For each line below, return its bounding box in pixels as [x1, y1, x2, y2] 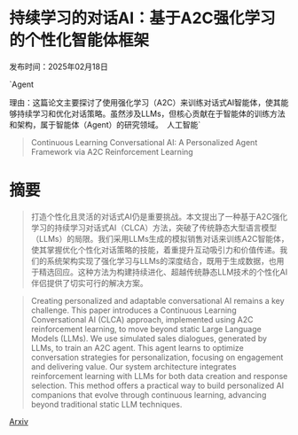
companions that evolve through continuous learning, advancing [30, 389, 267, 400]
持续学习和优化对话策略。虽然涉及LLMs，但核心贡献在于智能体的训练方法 [16, 108, 286, 119]
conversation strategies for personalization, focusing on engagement [30, 352, 284, 362]
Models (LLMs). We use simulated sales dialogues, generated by [30, 333, 268, 344]
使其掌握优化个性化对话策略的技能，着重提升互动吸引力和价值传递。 [30, 245, 280, 255]
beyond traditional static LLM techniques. [30, 399, 183, 409]
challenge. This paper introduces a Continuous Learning [30, 305, 237, 315]
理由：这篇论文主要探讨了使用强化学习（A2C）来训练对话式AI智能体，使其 [9, 97, 281, 107]
